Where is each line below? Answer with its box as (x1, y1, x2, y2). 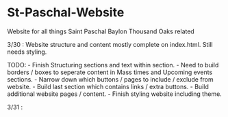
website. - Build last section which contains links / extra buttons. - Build (7, 82, 209, 90)
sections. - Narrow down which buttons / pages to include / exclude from (7, 75, 214, 83)
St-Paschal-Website (7, 5, 125, 20)
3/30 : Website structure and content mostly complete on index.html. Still (7, 40, 214, 48)
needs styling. (7, 48, 47, 56)
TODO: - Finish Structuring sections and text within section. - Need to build (7, 61, 219, 69)
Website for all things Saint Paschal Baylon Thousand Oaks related (7, 27, 195, 35)
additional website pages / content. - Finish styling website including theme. (7, 90, 223, 98)
